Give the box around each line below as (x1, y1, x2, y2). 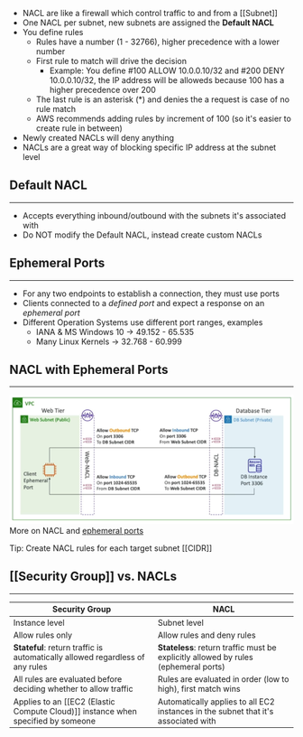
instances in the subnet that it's (157, 705, 274, 716)
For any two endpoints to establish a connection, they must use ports (22, 288, 280, 299)
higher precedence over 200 (49, 85, 156, 95)
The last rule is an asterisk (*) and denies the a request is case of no (35, 94, 290, 105)
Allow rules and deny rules (157, 630, 256, 640)
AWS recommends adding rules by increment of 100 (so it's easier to (35, 113, 291, 124)
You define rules (22, 27, 84, 37)
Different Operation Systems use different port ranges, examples (22, 316, 263, 328)
